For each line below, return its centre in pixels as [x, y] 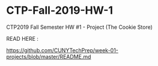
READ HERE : [23, 38]
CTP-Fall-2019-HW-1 [59, 10]
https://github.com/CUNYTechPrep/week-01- [62, 50]
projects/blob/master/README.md [49, 56]
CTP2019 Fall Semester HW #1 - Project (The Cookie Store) [80, 27]
